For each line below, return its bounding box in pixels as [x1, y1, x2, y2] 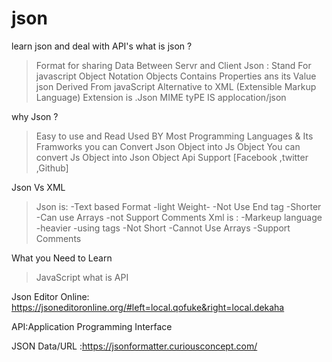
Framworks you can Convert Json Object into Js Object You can [35, 140, 301, 152]
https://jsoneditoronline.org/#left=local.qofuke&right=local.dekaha [11, 301, 285, 313]
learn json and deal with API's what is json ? [11, 40, 193, 52]
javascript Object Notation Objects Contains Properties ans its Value [35, 70, 317, 82]
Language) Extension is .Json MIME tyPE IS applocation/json [35, 91, 287, 103]
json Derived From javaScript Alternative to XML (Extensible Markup [35, 80, 317, 92]
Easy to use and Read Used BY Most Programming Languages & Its [35, 130, 314, 142]
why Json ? [11, 110, 59, 122]
